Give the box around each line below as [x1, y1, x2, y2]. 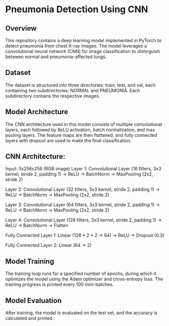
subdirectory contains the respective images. [5, 93, 100, 99]
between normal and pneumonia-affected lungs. [5, 54, 107, 60]
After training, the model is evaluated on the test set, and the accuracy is [5, 310, 158, 316]
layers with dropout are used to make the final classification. [5, 137, 132, 143]
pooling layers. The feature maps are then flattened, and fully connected [5, 132, 157, 138]
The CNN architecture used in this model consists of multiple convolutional [5, 121, 162, 127]
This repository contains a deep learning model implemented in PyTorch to [5, 37, 162, 43]
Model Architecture [5, 108, 69, 116]
